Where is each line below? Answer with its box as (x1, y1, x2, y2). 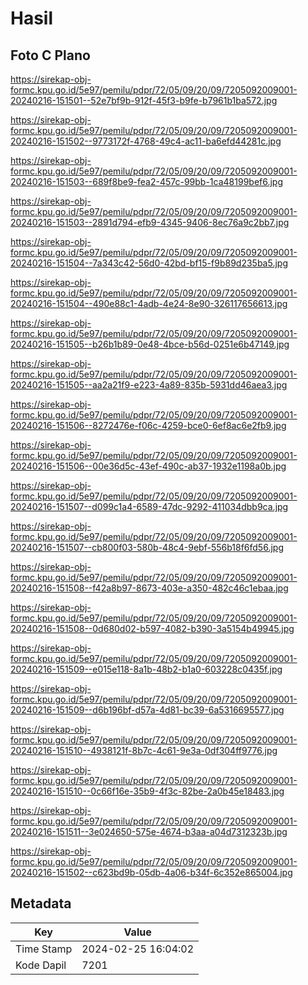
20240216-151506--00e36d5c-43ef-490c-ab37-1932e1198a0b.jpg (10, 460, 287, 472)
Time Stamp (15, 942, 73, 956)
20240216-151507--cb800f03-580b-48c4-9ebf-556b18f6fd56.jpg (10, 542, 284, 553)
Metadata (10, 895, 72, 912)
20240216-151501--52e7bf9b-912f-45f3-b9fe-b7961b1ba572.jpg (10, 95, 278, 106)
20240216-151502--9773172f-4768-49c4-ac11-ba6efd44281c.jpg (10, 135, 282, 147)
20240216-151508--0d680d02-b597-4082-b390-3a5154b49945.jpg (10, 623, 295, 634)
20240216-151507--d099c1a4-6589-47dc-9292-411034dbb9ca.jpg (10, 501, 289, 512)
